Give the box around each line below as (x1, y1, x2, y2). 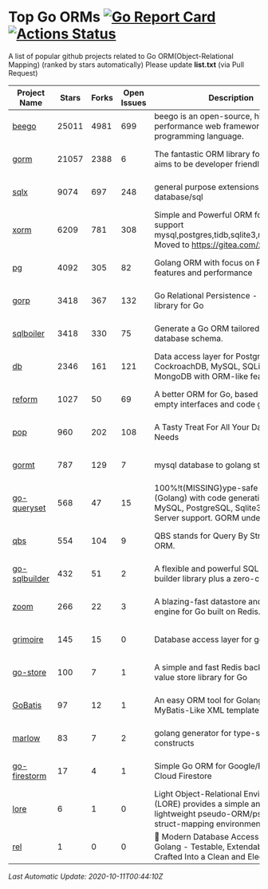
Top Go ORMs (8, 8, 101, 26)
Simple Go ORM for (154, 760, 227, 771)
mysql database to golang (154, 459, 251, 470)
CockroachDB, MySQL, (154, 360, 241, 372)
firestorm (12, 770, 47, 781)
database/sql (154, 191, 203, 203)
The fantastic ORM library (154, 148, 250, 159)
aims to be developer (154, 158, 234, 169)
